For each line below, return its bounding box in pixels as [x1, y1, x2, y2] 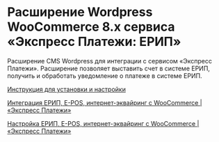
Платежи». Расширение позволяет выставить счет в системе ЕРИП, [7, 64, 211, 72]
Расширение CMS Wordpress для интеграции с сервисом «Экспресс [7, 56, 212, 65]
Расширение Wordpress [7, 4, 153, 20]
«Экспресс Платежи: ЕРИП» [7, 34, 181, 49]
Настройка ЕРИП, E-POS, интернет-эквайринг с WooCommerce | [7, 119, 200, 127]
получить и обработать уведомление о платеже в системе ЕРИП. [7, 71, 203, 80]
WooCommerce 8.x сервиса [7, 19, 175, 35]
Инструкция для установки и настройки [7, 85, 127, 93]
